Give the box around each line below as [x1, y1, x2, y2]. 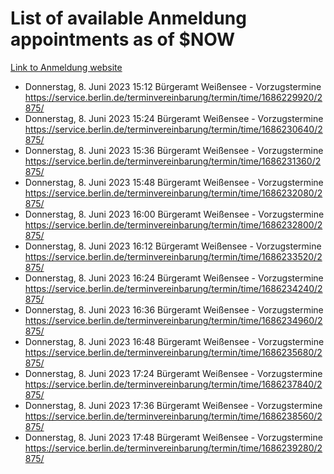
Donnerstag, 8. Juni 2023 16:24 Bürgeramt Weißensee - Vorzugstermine [24, 272, 324, 284]
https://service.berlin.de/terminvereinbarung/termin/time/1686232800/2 [24, 218, 323, 231]
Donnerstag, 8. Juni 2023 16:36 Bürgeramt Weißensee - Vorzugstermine [24, 303, 324, 316]
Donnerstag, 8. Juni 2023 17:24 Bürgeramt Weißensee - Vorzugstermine [24, 367, 323, 379]
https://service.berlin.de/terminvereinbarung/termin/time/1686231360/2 [24, 155, 322, 167]
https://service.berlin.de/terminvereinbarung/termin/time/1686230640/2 [24, 123, 323, 135]
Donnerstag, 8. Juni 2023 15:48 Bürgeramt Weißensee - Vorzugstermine [24, 176, 324, 188]
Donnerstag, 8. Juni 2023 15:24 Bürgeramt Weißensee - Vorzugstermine [24, 112, 324, 124]
